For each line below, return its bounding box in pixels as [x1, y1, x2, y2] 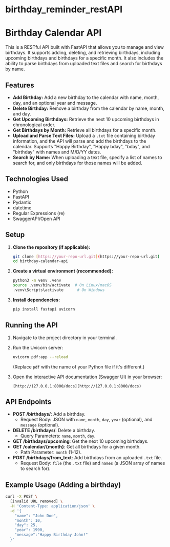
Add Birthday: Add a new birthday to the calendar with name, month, [12, 94, 159, 101]
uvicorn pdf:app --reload [12, 354, 68, 360]
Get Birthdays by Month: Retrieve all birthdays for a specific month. [12, 127, 157, 133]
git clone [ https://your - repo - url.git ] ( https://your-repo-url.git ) [12, 254, 160, 259]
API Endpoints [5, 397, 52, 406]
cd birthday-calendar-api [12, 259, 68, 264]
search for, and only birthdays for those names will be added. [12, 160, 142, 166]
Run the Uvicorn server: [12, 344, 63, 350]
